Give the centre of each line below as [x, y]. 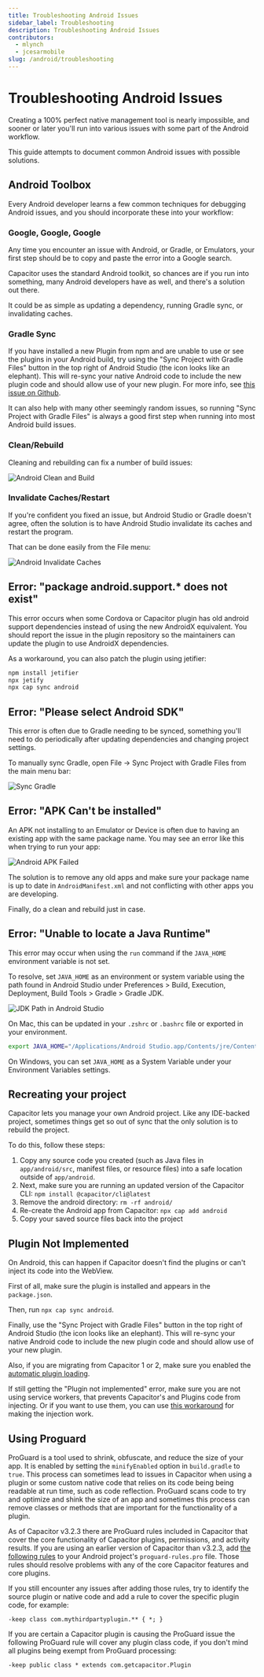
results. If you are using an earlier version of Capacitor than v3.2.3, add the [130, 1548]
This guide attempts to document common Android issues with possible [125, 152]
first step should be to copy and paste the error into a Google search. [120, 258]
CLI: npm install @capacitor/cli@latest [85, 1194]
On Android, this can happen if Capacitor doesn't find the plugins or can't [127, 1263]
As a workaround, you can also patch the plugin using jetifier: [107, 658]
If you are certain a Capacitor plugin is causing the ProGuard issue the [122, 1634]
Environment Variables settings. [59, 1069]
